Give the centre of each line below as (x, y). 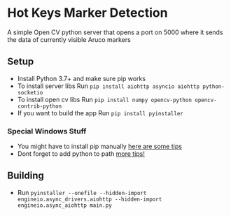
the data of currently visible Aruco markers (69, 39)
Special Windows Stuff (47, 131)
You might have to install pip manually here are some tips (99, 146)
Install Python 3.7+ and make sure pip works (81, 78)
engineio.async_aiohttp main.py (64, 205)
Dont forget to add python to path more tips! (81, 154)
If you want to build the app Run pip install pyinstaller (100, 113)
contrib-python (40, 106)
